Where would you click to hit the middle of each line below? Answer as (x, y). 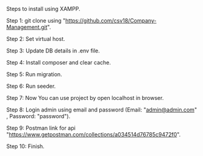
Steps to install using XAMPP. (43, 9)
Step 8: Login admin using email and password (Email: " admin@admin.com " (101, 110)
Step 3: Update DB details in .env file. (53, 51)
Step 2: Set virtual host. (36, 39)
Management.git (27, 27)
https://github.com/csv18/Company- (111, 20)
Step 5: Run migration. (34, 74)
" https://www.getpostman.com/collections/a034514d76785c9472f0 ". (94, 134)
